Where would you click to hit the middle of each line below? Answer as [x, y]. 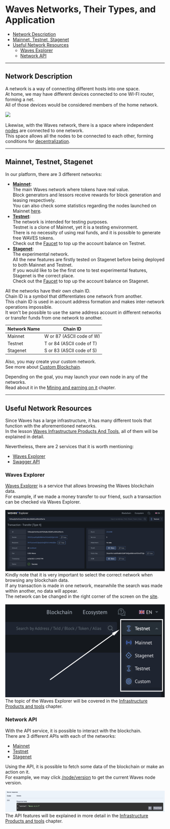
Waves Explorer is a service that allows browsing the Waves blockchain [80, 486]
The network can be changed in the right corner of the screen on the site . [82, 596]
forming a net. [20, 99]
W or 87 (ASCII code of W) [72, 336]
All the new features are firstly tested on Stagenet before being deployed [89, 259]
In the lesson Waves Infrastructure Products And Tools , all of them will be [82, 431]
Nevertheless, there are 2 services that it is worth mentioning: [70, 447]
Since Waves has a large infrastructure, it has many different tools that [78, 421]
